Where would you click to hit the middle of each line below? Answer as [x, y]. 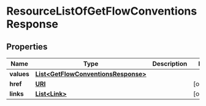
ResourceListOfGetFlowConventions [102, 11]
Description [170, 64]
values [19, 74]
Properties [27, 47]
